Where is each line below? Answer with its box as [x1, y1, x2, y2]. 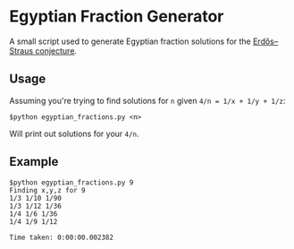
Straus [9, 45, 34, 56]
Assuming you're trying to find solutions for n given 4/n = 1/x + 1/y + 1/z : [9, 95, 286, 106]
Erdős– [253, 36, 279, 47]
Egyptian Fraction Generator [9, 6, 224, 27]
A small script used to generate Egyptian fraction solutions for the [9, 36, 252, 47]
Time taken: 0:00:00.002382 [9, 233, 114, 242]
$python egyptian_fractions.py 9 [9, 177, 134, 187]
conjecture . [35, 45, 78, 56]
